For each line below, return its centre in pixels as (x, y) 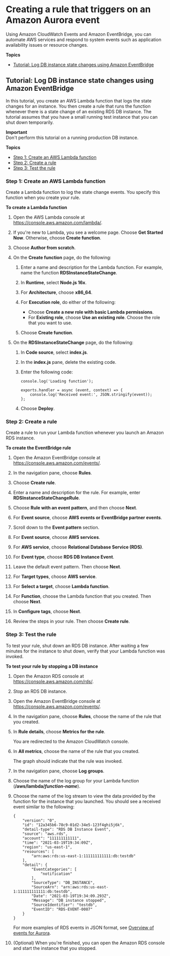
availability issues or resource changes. (47, 45)
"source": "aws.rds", (45, 834)
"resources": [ (38, 851)
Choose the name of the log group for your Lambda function (76, 780)
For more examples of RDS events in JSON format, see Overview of (83, 928)
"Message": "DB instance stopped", (69, 900)
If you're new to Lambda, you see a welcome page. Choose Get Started (88, 232)
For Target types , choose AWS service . (55, 576)
